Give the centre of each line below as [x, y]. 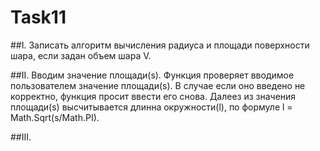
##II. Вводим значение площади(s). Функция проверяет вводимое [152, 75]
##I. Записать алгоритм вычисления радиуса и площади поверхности [160, 45]
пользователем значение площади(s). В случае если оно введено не [158, 85]
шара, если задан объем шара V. [81, 55]
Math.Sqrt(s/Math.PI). [55, 117]
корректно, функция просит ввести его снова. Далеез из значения [153, 96]
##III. [21, 137]
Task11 [38, 17]
